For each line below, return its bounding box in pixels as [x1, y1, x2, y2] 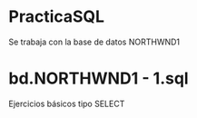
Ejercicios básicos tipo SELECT [8, 98, 125, 109]
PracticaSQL [8, 6, 105, 27]
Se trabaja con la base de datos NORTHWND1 [8, 36, 181, 47]
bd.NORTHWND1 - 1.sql [8, 68, 189, 89]
